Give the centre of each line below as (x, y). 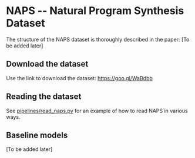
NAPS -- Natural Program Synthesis (95, 11)
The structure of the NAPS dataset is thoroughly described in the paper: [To (98, 39)
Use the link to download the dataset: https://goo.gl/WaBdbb (79, 78)
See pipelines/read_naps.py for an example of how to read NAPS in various (97, 111)
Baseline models (37, 135)
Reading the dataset (44, 97)
